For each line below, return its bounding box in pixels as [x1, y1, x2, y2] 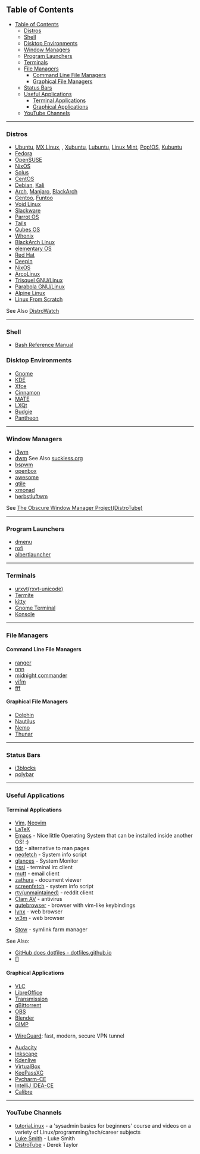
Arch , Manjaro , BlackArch [14, 188, 78, 195]
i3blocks [14, 764, 36, 772]
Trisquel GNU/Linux [14, 277, 63, 284]
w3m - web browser [14, 915, 65, 922]
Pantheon [14, 414, 39, 421]
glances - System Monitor [14, 857, 79, 864]
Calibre [14, 1088, 33, 1095]
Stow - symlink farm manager [14, 926, 88, 933]
